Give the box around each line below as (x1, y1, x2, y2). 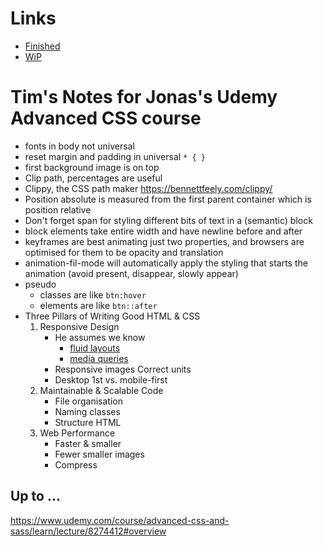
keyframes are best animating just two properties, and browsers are (24, 235, 305, 247)
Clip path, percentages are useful (24, 172, 163, 184)
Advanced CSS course (10, 107, 202, 130)
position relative (24, 203, 92, 216)
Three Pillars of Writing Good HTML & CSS (24, 310, 201, 322)
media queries (69, 352, 129, 364)
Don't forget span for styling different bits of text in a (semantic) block (24, 214, 313, 226)
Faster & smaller (54, 437, 122, 449)
